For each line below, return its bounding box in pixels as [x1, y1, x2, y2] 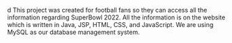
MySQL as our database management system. [7, 28, 140, 36]
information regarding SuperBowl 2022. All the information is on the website [7, 13, 226, 21]
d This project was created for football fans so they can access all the [7, 6, 208, 14]
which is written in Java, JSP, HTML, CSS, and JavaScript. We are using [7, 21, 214, 28]
